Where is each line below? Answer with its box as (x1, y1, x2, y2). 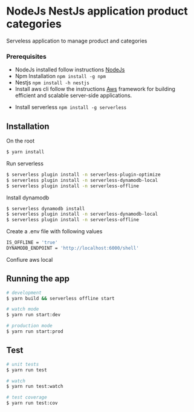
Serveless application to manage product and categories (6, 37, 147, 44)
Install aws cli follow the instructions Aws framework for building (15, 85, 175, 93)
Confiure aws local (6, 256, 53, 263)
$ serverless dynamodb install (6, 205, 85, 211)
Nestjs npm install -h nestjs (15, 79, 89, 86)
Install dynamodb (6, 194, 50, 201)
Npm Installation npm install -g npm (15, 73, 106, 80)
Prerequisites (6, 52, 47, 61)
